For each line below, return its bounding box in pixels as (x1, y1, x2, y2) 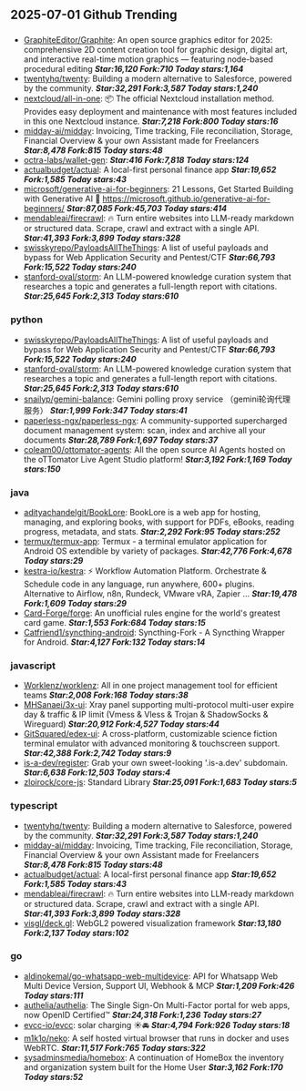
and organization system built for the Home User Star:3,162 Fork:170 (23, 1061, 283, 1073)
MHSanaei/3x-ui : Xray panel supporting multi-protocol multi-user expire (23, 699, 294, 710)
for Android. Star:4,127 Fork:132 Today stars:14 (23, 637, 206, 647)
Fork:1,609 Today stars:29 (23, 597, 127, 608)
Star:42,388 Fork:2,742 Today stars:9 (23, 748, 172, 759)
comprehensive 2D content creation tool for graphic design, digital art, (23, 45, 288, 56)
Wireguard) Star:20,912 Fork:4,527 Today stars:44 (23, 719, 220, 729)
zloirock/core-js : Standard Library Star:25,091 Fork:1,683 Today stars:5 (23, 777, 298, 788)
